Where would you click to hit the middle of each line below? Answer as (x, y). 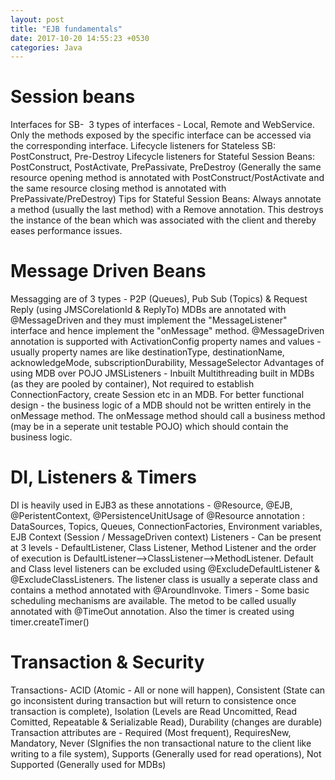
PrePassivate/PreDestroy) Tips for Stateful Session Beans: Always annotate (166, 199)
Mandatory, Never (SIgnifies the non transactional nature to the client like (161, 743)
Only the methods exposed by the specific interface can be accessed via (161, 135)
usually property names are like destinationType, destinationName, (147, 352)
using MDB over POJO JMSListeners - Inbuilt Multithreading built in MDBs (162, 373)
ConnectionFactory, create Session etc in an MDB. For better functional (157, 395)
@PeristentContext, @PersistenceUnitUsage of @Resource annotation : (158, 516)
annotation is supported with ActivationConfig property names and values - (166, 342)
